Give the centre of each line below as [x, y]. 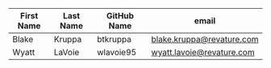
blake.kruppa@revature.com [205, 39]
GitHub [120, 16]
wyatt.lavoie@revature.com [203, 52]
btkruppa [114, 39]
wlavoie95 [117, 52]
